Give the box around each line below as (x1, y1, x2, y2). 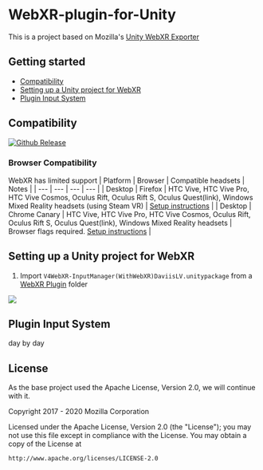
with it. (8, 391, 30, 401)
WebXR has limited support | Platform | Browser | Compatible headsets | (8, 176, 245, 185)
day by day (8, 338, 45, 348)
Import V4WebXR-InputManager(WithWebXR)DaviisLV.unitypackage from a (19, 271, 253, 280)
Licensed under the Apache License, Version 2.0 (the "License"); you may (8, 422, 252, 432)
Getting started (8, 55, 86, 69)
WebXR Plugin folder (19, 279, 88, 289)
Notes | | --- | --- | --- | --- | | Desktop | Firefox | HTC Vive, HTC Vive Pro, (8, 184, 249, 193)
